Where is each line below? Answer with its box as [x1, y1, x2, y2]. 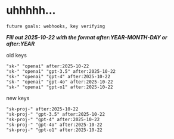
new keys [6, 94, 30, 101]
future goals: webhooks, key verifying [6, 23, 105, 29]
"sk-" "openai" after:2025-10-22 [6, 63, 89, 69]
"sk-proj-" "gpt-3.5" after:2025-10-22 [6, 111, 105, 117]
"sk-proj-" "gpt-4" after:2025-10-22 [6, 116, 100, 122]
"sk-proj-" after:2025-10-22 [6, 106, 79, 112]
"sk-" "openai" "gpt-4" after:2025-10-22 [6, 73, 111, 79]
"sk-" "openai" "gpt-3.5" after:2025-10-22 [6, 68, 116, 75]
